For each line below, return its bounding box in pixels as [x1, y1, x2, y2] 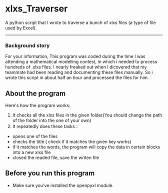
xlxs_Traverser [5, 3, 68, 14]
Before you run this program [5, 169, 95, 177]
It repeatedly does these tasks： [12, 123, 79, 129]
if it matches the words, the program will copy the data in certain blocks [12, 144, 160, 150]
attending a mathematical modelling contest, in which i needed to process [5, 58, 157, 65]
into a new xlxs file [12, 149, 51, 155]
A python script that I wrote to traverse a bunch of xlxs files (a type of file [5, 19, 156, 25]
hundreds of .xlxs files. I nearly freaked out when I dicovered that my [5, 64, 147, 70]
